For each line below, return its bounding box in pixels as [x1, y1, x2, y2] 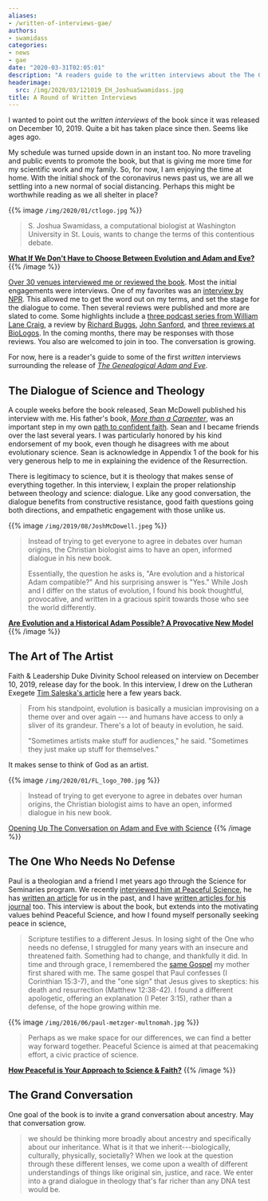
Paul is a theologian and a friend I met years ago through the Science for [8, 876, 246, 886]
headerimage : [8, 78, 52, 86]
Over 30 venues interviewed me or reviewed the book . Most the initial [8, 277, 237, 287]
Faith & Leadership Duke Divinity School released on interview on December [8, 671, 259, 680]
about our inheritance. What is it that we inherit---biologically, [27, 1142, 231, 1151]
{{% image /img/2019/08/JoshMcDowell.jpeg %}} [8, 521, 167, 531]
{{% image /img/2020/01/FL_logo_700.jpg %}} [8, 775, 160, 785]
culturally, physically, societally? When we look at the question [27, 1151, 234, 1160]
